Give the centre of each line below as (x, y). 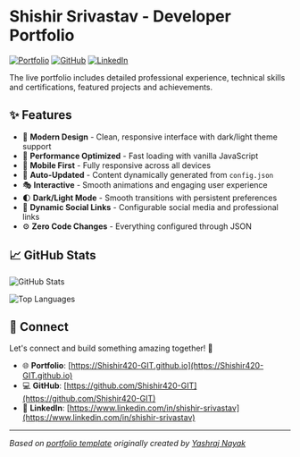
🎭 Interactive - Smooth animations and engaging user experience (145, 184)
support (37, 146)
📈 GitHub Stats (53, 255)
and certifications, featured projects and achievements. (111, 87)
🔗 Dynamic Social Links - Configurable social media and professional (150, 207)
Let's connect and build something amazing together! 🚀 (111, 348)
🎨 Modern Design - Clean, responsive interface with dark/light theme (150, 137)
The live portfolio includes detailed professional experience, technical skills (147, 77)
